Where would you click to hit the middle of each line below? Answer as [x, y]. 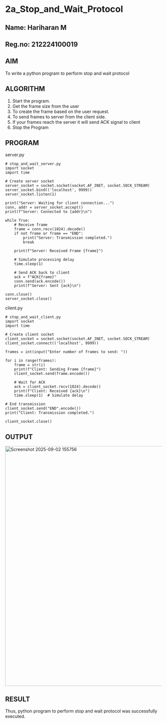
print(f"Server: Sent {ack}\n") [47, 286]
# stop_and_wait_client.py [33, 317]
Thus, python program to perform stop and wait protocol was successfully [81, 711]
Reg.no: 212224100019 [42, 44]
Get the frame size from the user [46, 106]
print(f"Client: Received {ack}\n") [52, 391]
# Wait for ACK [30, 382]
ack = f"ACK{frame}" [35, 277]
